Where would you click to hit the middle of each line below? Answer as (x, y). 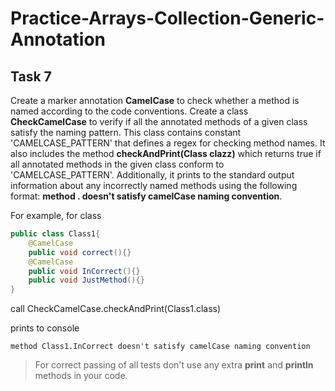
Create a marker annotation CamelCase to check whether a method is (155, 100)
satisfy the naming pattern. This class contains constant (126, 132)
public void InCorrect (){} (84, 271)
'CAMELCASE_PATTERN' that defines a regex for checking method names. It (168, 143)
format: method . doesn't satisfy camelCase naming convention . (146, 196)
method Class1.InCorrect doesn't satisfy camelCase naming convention (160, 347)
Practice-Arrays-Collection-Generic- (167, 18)
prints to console (45, 328)
